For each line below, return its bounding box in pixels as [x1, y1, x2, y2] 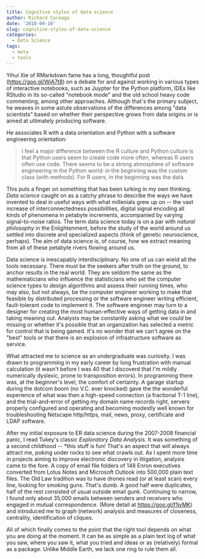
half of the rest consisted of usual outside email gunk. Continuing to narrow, [6, 488, 198, 495]
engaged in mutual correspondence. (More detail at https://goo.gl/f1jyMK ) [6, 501, 193, 508]
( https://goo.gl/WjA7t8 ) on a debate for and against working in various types [6, 78, 199, 85]
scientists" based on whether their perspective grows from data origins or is [6, 110, 199, 118]
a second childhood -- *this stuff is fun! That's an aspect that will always [6, 442, 190, 449]
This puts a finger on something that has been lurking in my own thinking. [6, 185, 192, 192]
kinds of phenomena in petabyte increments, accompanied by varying [6, 211, 183, 218]
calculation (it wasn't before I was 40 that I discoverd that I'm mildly [6, 365, 177, 373]
